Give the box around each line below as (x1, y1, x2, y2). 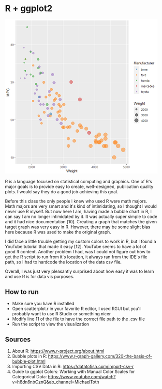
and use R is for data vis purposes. (5, 274, 74, 280)
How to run (5, 288, 39, 296)
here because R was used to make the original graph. (5, 229, 111, 235)
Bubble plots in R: (12, 353, 47, 359)
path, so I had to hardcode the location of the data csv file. (5, 259, 122, 265)
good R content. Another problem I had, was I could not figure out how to (5, 249, 151, 255)
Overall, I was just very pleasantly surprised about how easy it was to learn (5, 268, 154, 274)
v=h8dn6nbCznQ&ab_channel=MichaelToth (12, 379, 99, 385)
